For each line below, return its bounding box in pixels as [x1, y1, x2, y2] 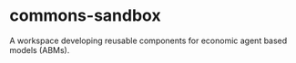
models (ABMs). [9, 44, 70, 55]
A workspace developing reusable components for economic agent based [9, 35, 288, 46]
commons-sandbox [9, 5, 161, 26]
